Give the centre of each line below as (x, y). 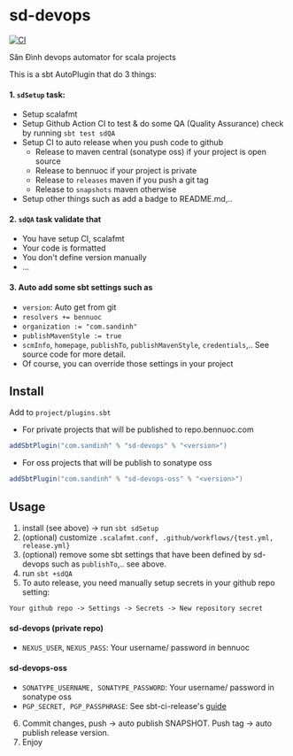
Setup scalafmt (50, 114)
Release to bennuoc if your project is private (116, 171)
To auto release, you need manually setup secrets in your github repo (149, 582)
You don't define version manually (85, 258)
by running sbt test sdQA (69, 133)
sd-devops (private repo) (56, 628)
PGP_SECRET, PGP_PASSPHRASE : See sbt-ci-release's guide (124, 706)
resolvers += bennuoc (62, 317)
